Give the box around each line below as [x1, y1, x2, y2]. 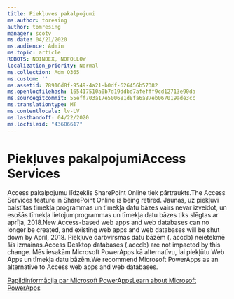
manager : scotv [7, 29, 52, 37]
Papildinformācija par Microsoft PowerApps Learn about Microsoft [7, 277, 197, 285]
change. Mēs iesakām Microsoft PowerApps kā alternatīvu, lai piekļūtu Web [7, 248, 225, 256]
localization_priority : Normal [7, 62, 99, 69]
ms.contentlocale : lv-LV [7, 108, 80, 115]
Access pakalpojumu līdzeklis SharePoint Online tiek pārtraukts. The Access [7, 189, 226, 197]
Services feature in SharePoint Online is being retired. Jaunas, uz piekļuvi [7, 196, 219, 205]
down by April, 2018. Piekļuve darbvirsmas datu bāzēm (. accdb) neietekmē [7, 233, 226, 242]
